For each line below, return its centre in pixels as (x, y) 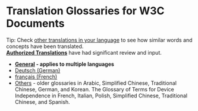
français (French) (36, 77)
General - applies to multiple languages (65, 64)
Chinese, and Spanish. (42, 102)
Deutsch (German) (37, 70)
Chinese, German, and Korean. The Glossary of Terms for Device (94, 89)
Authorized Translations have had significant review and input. (84, 52)
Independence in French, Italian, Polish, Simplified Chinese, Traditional (101, 96)
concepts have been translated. (45, 46)
